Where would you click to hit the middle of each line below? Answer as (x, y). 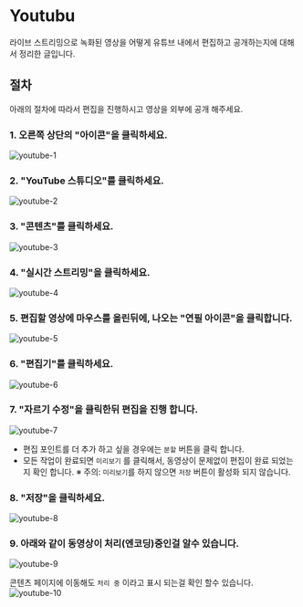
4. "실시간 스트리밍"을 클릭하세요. (80, 272)
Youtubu (42, 16)
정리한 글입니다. (47, 53)
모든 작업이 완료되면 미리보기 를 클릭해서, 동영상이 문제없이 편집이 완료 (146, 460)
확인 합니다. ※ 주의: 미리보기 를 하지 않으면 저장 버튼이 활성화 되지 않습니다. (162, 472)
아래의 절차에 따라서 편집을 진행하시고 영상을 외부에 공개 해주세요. (126, 109)
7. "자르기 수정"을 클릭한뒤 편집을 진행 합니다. (104, 410)
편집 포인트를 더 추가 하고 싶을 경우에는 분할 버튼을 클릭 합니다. (133, 449)
